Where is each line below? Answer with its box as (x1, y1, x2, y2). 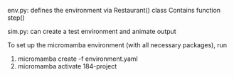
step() (7, 13, 25, 22)
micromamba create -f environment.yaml (17, 54, 138, 63)
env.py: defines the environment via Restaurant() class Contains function (7, 6, 221, 14)
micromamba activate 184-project (17, 62, 117, 70)
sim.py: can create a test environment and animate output (7, 28, 176, 35)
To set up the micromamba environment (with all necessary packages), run (7, 41, 228, 49)
